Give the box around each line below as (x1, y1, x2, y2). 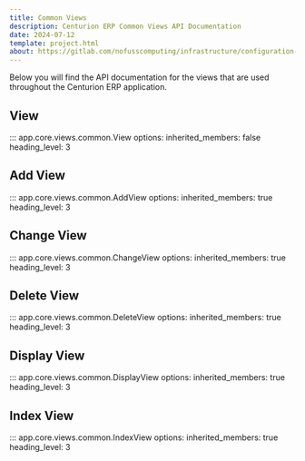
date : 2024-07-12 (9, 30, 75, 39)
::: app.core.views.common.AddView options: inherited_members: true (9, 191, 273, 202)
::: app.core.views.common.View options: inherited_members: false (9, 132, 261, 142)
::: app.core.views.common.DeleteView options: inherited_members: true (9, 312, 281, 323)
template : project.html (9, 38, 100, 48)
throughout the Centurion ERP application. (9, 82, 168, 93)
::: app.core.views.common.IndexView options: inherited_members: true (9, 432, 279, 443)
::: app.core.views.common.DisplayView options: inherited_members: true (9, 372, 286, 383)
